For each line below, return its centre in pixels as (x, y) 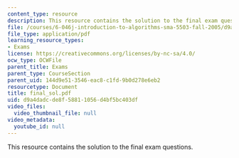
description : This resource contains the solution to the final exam (113, 21)
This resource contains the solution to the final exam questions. (100, 147)
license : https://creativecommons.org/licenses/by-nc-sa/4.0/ (101, 54)
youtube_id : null (39, 126)
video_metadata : (31, 120)
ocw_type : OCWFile (34, 60)
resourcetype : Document (43, 87)
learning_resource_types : (46, 41)
